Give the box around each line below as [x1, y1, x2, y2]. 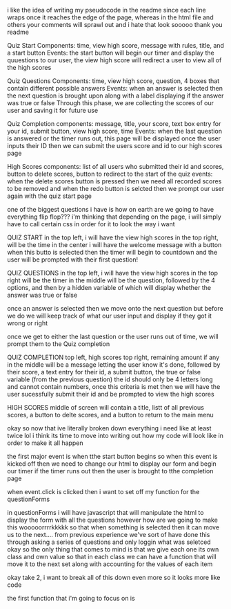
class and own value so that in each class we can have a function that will [7, 553, 217, 561]
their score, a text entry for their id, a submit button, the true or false [7, 368, 201, 376]
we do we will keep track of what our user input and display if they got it [7, 311, 212, 320]
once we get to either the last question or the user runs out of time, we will [7, 332, 219, 340]
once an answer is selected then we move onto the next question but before [7, 304, 223, 312]
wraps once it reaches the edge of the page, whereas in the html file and [7, 13, 214, 21]
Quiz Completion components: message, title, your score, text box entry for [7, 120, 221, 127]
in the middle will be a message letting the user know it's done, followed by [7, 361, 221, 369]
